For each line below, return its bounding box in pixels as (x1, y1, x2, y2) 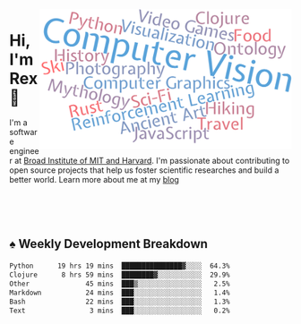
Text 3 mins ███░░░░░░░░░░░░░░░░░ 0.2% (9, 306, 230, 315)
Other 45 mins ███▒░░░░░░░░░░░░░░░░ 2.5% (9, 279, 230, 288)
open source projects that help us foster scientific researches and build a (9, 165, 279, 175)
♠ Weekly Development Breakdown (9, 236, 209, 252)
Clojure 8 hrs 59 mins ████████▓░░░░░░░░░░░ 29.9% (9, 270, 230, 279)
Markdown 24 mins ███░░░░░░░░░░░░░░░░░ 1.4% (9, 288, 230, 297)
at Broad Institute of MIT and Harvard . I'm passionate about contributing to (14, 155, 290, 166)
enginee (9, 145, 40, 156)
